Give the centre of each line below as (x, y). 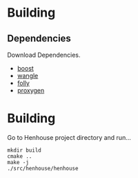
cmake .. (20, 156)
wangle (28, 75)
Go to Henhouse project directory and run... (69, 137)
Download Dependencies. (44, 55)
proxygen (31, 90)
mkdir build (24, 150)
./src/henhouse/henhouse (43, 168)
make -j (18, 162)
